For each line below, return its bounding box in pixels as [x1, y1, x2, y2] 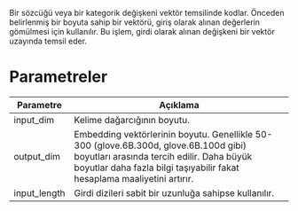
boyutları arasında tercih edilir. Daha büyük [74, 150, 253, 162]
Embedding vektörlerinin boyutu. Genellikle [74, 128, 254, 140]
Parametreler [9, 66, 108, 87]
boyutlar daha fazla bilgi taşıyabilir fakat [74, 161, 239, 174]
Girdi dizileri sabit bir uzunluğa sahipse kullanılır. [74, 186, 275, 199]
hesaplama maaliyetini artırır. [74, 172, 194, 184]
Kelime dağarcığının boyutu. [74, 113, 191, 126]
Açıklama [159, 98, 200, 111]
